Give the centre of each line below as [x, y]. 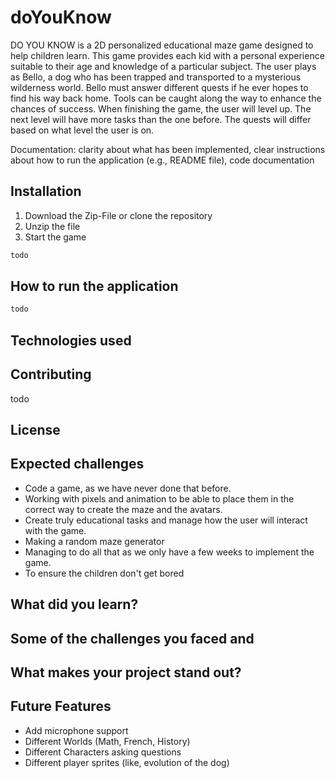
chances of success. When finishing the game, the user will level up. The [161, 108]
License [35, 429]
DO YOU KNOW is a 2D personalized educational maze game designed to [162, 45]
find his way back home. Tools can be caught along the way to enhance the [166, 98]
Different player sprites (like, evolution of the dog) [127, 762]
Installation [46, 191]
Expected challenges [77, 464]
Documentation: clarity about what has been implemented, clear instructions [168, 149]
